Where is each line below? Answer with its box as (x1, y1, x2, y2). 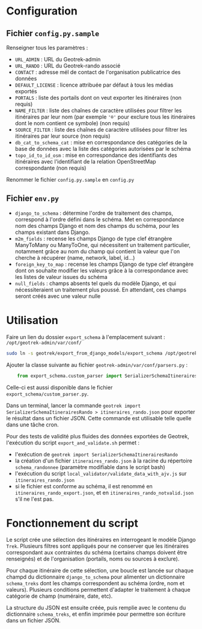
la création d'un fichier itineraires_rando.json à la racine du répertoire (14, 457, 192, 464)
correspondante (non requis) (14, 164, 87, 171)
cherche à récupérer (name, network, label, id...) (14, 254, 135, 261)
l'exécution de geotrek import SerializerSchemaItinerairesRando (14, 450, 179, 458)
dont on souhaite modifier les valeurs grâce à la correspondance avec (14, 266, 189, 274)
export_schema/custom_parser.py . (6, 390, 89, 397)
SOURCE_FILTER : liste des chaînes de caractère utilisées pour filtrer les (14, 126, 188, 133)
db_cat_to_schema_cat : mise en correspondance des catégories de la (14, 139, 188, 146)
